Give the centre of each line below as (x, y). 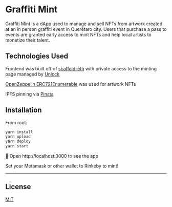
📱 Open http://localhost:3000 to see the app (52, 156)
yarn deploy (18, 142)
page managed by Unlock (33, 74)
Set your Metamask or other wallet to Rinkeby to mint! (62, 166)
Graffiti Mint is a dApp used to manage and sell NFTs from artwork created (84, 24)
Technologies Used (37, 56)
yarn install (19, 132)
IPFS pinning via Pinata (29, 94)
